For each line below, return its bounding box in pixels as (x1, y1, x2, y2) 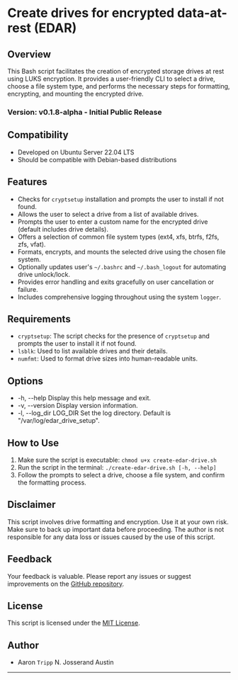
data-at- (176, 5, 228, 21)
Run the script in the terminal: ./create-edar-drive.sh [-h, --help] (17, 463, 217, 472)
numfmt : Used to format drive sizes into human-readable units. (17, 354, 198, 363)
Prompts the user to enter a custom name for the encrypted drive (17, 217, 208, 226)
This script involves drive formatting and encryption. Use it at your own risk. (7, 517, 229, 526)
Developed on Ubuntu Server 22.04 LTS (17, 147, 135, 157)
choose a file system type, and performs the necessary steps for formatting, (7, 82, 230, 90)
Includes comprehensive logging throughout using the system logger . (17, 293, 222, 301)
